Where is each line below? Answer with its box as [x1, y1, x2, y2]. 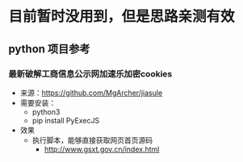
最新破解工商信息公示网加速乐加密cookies [8, 68, 173, 79]
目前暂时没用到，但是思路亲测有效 [8, 7, 236, 26]
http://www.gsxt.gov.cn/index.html [44, 144, 160, 154]
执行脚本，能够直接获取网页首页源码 [31, 135, 153, 145]
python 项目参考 [8, 42, 90, 56]
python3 [31, 106, 61, 117]
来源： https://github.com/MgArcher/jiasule [19, 88, 163, 98]
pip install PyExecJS [31, 115, 100, 125]
